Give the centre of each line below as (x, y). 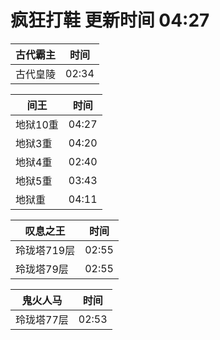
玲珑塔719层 (45, 250)
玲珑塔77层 (42, 319)
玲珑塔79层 (42, 269)
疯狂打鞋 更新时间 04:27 (110, 20)
